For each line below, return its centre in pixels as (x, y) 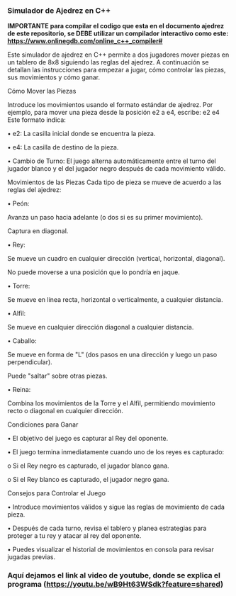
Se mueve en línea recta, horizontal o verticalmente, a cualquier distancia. (115, 300)
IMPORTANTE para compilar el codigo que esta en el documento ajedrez (116, 26)
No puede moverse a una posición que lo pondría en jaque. (94, 272)
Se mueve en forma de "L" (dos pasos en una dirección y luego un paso (112, 355)
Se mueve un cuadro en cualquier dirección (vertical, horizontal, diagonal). (116, 259)
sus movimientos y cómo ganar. (54, 77)
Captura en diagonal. (38, 231)
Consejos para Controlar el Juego (57, 493)
